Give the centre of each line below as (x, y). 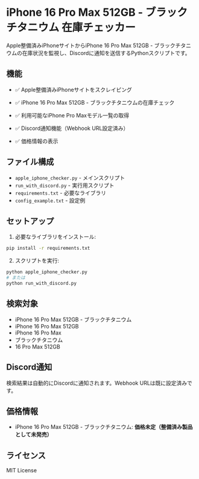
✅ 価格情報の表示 (36, 141)
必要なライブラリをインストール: (55, 237)
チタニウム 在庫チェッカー (71, 28)
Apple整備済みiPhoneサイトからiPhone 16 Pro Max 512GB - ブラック (91, 45)
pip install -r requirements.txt (48, 249)
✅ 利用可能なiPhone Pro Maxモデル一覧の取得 (72, 115)
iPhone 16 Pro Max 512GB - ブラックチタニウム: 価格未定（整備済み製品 (104, 427)
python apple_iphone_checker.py (47, 272)
